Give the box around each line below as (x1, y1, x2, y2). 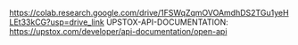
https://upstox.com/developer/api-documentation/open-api (9, 26, 228, 36)
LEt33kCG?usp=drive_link (9, 17, 104, 27)
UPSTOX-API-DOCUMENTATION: (105, 17, 229, 27)
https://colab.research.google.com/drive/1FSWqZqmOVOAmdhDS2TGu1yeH (9, 8, 289, 18)
